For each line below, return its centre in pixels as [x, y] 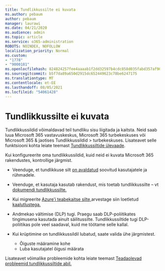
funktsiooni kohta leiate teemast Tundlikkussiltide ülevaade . [65, 146]
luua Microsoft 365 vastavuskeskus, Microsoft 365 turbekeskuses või [75, 135]
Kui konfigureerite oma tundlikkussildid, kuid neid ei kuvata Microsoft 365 [79, 155]
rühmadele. [24, 175]
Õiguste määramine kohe [45, 243]
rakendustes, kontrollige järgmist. [39, 160]
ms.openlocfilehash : [26, 69]
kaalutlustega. [26, 205]
